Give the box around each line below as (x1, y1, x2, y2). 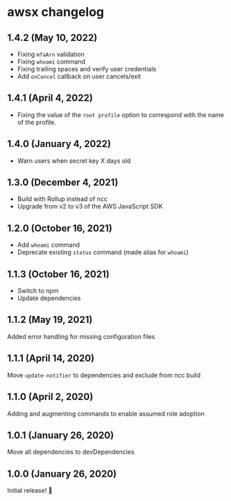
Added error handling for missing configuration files (7, 332, 155, 340)
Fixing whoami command (17, 58, 85, 66)
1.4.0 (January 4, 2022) (7, 138, 111, 150)
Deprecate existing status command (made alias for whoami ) (17, 248, 189, 256)
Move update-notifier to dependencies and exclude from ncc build (7, 371, 201, 379)
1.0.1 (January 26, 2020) (7, 429, 114, 441)
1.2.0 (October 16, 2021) (7, 222, 112, 234)
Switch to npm (17, 287, 59, 295)
